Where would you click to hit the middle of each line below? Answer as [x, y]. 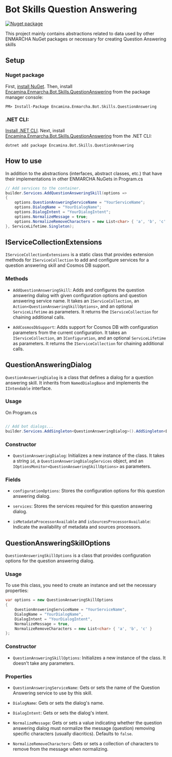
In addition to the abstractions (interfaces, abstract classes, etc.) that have [84, 173]
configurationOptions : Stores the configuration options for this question [89, 491]
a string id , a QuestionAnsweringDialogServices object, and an [78, 461]
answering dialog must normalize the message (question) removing [84, 728]
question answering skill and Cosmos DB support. [58, 265]
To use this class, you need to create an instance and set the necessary [81, 585]
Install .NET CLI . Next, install [35, 130]
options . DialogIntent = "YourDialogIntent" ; [63, 212]
